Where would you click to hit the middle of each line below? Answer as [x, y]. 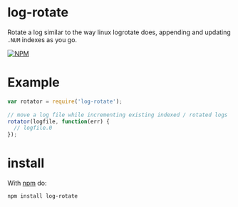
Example [33, 82]
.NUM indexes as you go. [42, 39]
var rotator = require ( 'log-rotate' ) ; [65, 101]
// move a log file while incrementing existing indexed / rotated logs [118, 115]
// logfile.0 [33, 128]
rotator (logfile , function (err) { [59, 121]
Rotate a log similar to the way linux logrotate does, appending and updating [119, 32]
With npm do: [27, 183]
